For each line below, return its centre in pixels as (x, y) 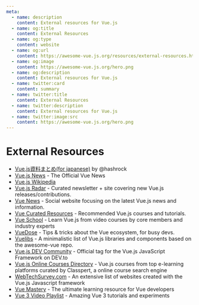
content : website (38, 45)
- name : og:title (33, 28)
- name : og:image (33, 61)
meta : (13, 12)
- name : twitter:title (39, 95)
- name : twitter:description (47, 106)
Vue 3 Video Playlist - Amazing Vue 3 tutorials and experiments (92, 295)
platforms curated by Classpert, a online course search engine (91, 271)
